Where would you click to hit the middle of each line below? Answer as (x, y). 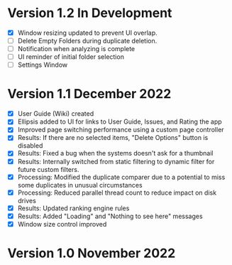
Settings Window (43, 65)
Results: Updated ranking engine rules (73, 208)
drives (27, 200)
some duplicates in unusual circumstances (80, 185)
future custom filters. (48, 169)
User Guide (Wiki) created (56, 114)
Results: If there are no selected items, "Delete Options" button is (113, 138)
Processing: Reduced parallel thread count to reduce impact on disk (117, 193)
